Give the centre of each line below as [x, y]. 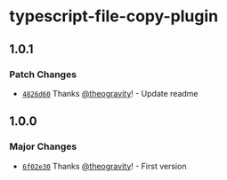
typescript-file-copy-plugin [114, 16]
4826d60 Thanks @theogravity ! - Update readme [110, 93]
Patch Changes [43, 74]
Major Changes [43, 146]
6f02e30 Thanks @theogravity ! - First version [104, 166]
